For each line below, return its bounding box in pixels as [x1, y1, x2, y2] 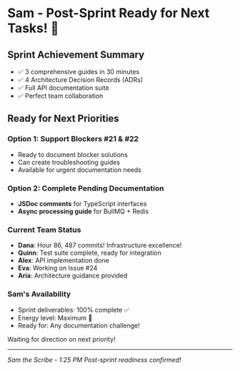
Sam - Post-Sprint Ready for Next [7, 5, 210, 21]
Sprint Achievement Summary [7, 49, 145, 61]
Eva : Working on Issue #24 [17, 264, 98, 273]
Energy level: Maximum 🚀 [17, 313, 93, 322]
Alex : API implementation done [17, 256, 109, 265]
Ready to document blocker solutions [17, 150, 129, 158]
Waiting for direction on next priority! [7, 335, 116, 343]
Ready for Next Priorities [7, 113, 119, 125]
